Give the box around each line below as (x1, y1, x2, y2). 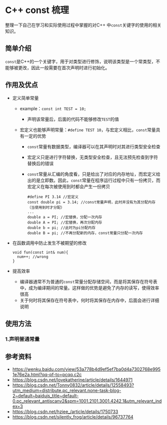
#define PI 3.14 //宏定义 (27, 194, 79, 200)
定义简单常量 (12, 95, 39, 101)
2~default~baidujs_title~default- (12, 393, 79, 399)
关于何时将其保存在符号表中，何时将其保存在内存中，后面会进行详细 (19, 297, 160, 303)
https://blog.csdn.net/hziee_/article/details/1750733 (12, 409, 118, 415)
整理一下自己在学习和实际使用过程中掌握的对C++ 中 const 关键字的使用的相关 (5, 22, 162, 28)
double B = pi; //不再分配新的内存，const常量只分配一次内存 (27, 230, 143, 235)
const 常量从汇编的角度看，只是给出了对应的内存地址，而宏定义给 (27, 171, 161, 177)
